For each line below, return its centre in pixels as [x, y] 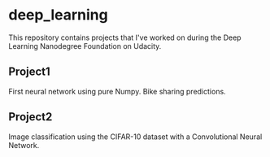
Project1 [29, 72]
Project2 [30, 117]
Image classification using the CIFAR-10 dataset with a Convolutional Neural [135, 137]
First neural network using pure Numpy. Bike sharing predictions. [117, 91]
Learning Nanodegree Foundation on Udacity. [85, 46]
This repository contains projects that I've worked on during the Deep [125, 37]
